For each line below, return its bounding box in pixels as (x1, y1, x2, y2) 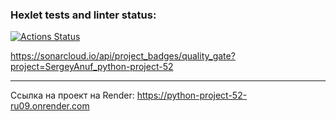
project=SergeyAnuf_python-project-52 (10, 61, 174, 73)
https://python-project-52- (136, 89, 248, 102)
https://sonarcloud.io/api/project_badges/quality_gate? (10, 50, 236, 62)
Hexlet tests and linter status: (10, 8, 157, 22)
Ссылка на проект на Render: (10, 89, 135, 102)
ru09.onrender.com (10, 100, 90, 112)
